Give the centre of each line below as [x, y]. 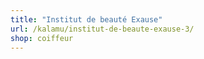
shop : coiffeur [42, 38]
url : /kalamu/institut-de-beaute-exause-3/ [102, 29]
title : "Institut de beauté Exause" [86, 19]
